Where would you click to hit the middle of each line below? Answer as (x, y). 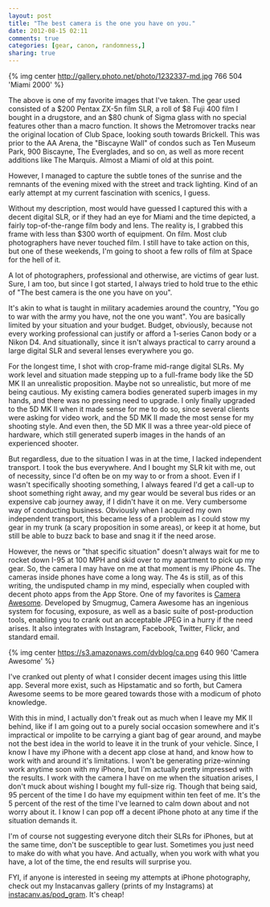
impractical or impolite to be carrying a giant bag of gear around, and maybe (135, 735)
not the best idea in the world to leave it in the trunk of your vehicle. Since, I (133, 744)
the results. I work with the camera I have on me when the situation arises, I (133, 778)
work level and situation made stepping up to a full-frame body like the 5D (131, 375)
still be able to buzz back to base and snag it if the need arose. (112, 536)
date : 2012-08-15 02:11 (48, 31)
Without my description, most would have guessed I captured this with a (128, 208)
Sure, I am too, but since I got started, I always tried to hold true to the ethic (133, 284)
